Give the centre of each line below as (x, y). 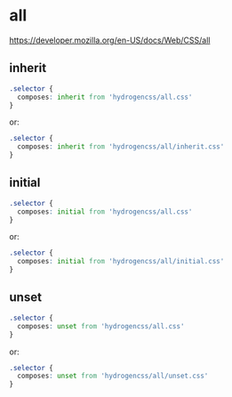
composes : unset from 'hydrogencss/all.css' (101, 326)
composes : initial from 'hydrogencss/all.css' (105, 211)
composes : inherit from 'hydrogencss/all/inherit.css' (121, 147)
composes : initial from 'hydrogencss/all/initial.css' (121, 262)
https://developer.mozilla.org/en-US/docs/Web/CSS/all (110, 40)
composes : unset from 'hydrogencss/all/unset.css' (113, 376)
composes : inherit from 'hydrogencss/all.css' (105, 97)
